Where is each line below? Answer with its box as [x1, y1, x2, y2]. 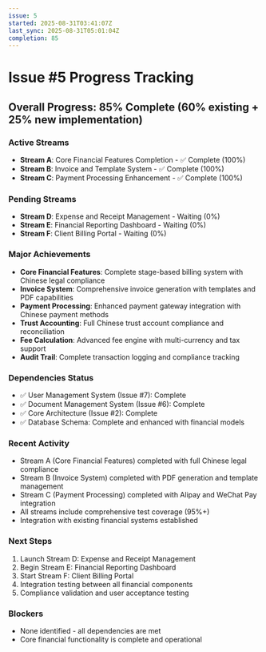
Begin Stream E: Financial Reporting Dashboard [19, 562, 177, 572]
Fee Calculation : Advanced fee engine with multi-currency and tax [19, 335, 240, 344]
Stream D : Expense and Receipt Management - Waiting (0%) [19, 211, 220, 221]
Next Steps [8, 536, 53, 547]
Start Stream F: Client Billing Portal [19, 570, 134, 581]
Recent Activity [8, 437, 70, 449]
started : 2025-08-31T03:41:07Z [8, 19, 113, 27]
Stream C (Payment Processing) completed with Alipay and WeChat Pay [19, 490, 257, 500]
